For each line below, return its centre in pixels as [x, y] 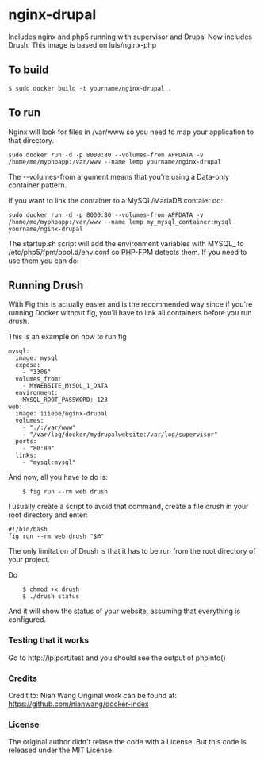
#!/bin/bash [28, 530]
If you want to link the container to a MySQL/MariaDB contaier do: [116, 200]
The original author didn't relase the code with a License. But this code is [128, 742]
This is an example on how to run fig [67, 337]
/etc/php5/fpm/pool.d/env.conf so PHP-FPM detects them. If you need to [128, 252]
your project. [29, 560]
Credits [23, 678]
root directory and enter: [48, 515]
